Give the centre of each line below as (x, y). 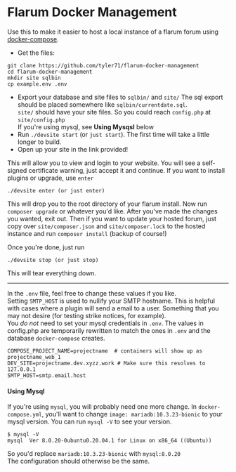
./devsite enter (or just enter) (56, 190)
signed (17, 170)
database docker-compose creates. (56, 338)
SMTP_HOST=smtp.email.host (47, 375)
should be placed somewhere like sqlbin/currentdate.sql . (102, 104)
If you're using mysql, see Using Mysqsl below (86, 126)
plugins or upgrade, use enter (51, 178)
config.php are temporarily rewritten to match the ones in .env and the (109, 330)
